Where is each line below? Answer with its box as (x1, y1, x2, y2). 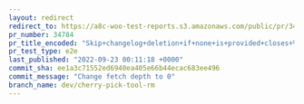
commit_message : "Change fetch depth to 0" (8, 72, 176, 81)
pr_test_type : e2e (8, 47, 78, 56)
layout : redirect (8, 13, 74, 23)
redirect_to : (8, 22, 58, 31)
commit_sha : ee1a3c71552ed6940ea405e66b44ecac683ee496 (8, 64, 221, 73)
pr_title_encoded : (8, 38, 78, 48)
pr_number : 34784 (8, 30, 74, 39)
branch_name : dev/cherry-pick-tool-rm (8, 80, 155, 90)
